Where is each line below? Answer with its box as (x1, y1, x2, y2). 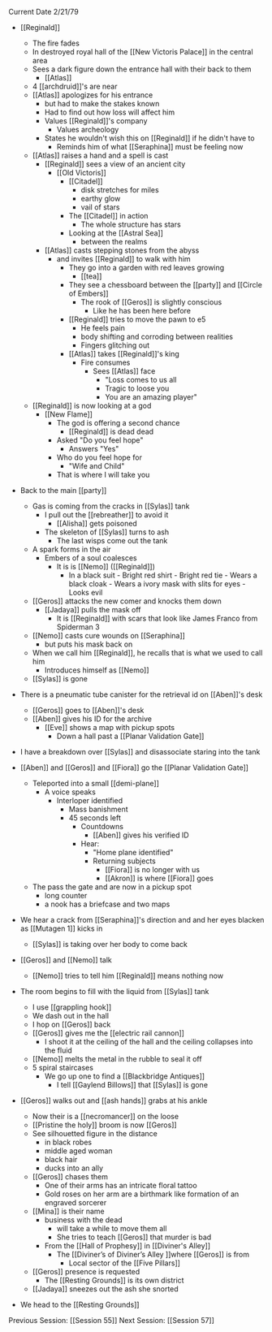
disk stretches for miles (80, 185, 160, 194)
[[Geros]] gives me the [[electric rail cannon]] (32, 1028, 185, 1038)
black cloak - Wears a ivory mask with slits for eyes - (68, 579, 246, 588)
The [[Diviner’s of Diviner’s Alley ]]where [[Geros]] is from (56, 1250, 250, 1259)
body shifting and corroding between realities (80, 332, 234, 341)
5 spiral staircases (32, 1063, 93, 1072)
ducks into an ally (44, 1163, 104, 1173)
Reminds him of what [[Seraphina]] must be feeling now (56, 142, 244, 151)
